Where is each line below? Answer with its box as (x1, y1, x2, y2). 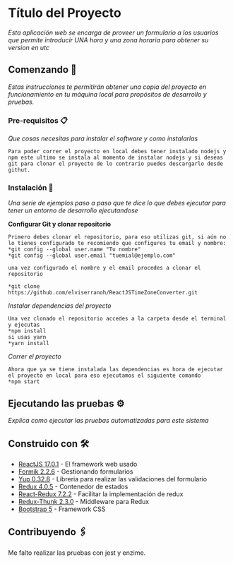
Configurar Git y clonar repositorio (8, 220, 112, 229)
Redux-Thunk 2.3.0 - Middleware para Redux (18, 497, 150, 505)
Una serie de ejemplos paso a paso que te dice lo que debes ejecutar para (8, 199, 227, 208)
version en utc (8, 43, 50, 52)
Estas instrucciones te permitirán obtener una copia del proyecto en (8, 83, 207, 91)
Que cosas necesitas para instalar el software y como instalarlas (8, 134, 198, 143)
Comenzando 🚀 (8, 64, 77, 76)
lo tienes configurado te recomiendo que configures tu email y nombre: (8, 240, 227, 247)
